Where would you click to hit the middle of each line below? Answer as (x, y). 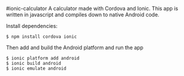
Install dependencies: (32, 26)
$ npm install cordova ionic (41, 37)
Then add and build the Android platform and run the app (75, 47)
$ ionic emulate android (36, 68)
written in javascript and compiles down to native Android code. (83, 15)
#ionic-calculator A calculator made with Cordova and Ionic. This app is (92, 8)
